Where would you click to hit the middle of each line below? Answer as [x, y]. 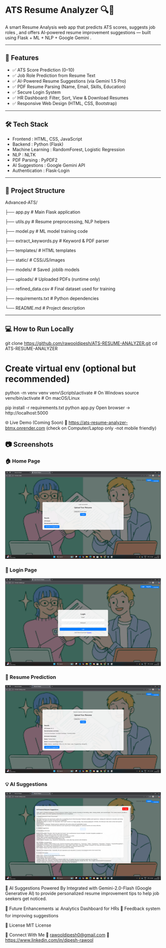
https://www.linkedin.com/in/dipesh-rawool [49, 940]
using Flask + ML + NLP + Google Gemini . [48, 38]
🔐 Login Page [21, 570]
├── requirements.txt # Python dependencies [52, 299]
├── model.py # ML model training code [46, 231]
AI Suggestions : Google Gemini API [49, 165]
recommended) [38, 379]
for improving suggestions [32, 915]
